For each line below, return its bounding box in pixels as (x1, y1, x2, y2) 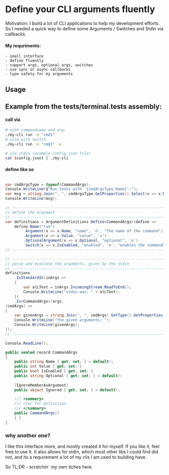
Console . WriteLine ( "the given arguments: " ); (14, 318, 112, 323)
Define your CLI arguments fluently (5, 4, 155, 15)
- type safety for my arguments (5, 72, 73, 77)
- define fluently (5, 58, 44, 64)
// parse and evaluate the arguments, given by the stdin (5, 261, 129, 266)
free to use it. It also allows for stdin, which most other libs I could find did (5, 449, 158, 455)
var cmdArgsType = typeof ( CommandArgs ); (5, 182, 92, 187)
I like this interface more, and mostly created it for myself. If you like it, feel (5, 443, 160, 449)
